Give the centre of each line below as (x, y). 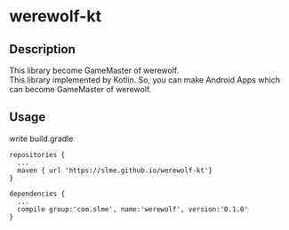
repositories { (37, 155)
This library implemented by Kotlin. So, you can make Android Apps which (145, 80)
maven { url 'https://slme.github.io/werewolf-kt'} (115, 171)
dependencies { (37, 194)
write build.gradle (41, 139)
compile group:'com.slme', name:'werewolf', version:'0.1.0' (133, 209)
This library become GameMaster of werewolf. (94, 70)
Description (42, 49)
